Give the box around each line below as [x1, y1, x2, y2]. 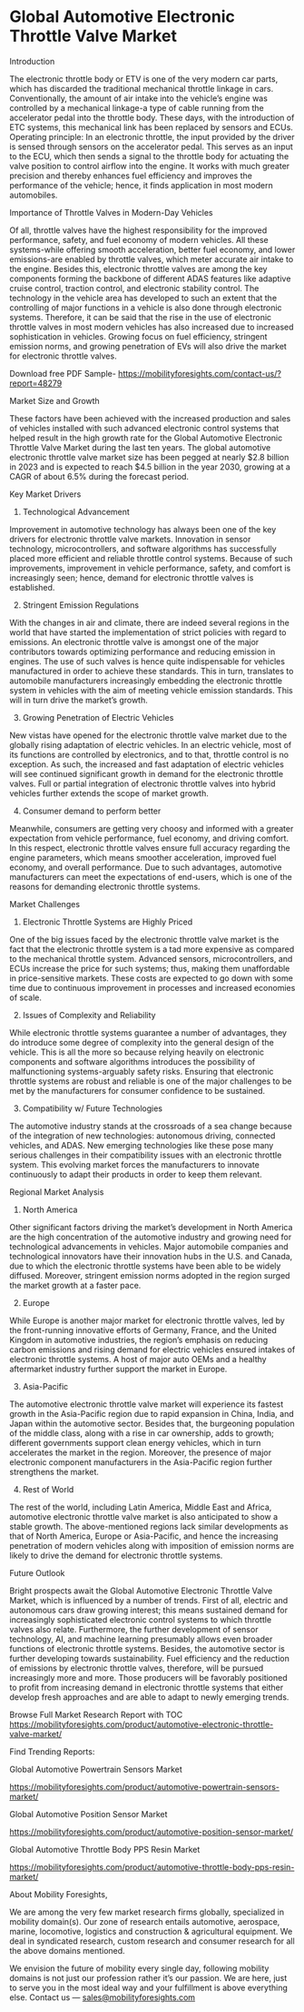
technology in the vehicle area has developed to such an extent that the [9, 292, 278, 303]
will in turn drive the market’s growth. [9, 694, 148, 705]
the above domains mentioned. [9, 1945, 125, 1956]
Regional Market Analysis [9, 1186, 104, 1198]
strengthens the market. [9, 1466, 100, 1477]
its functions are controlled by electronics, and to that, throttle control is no [9, 749, 289, 760]
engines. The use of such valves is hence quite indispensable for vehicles [9, 655, 286, 666]
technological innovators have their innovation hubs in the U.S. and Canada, [9, 1250, 293, 1261]
